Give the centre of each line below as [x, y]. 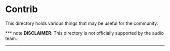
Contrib [22, 9]
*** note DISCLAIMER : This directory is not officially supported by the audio [84, 33]
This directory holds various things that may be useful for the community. [82, 23]
